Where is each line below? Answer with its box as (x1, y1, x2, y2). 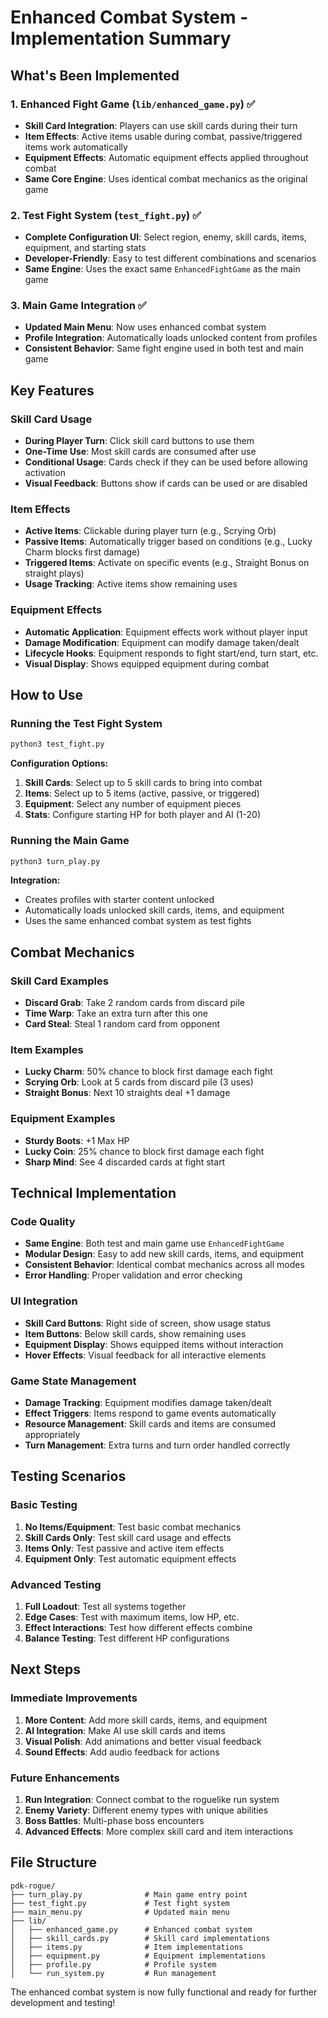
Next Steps (10, 1661, 81, 1678)
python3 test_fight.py (10, 739, 105, 750)
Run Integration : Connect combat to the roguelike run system (24, 1794, 280, 1806)
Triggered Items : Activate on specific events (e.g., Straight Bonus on (24, 557, 310, 569)
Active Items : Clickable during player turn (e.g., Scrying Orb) (24, 525, 277, 537)
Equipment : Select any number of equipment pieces (24, 798, 242, 810)
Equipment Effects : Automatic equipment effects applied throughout (24, 151, 309, 163)
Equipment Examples (10, 1112, 116, 1126)
